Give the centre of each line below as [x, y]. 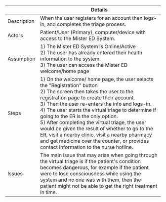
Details [99, 10]
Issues [15, 174]
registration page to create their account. [88, 98]
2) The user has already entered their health [91, 53]
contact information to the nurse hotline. [87, 147]
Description [21, 21]
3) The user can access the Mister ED [84, 65]
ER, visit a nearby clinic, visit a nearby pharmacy [96, 135]
